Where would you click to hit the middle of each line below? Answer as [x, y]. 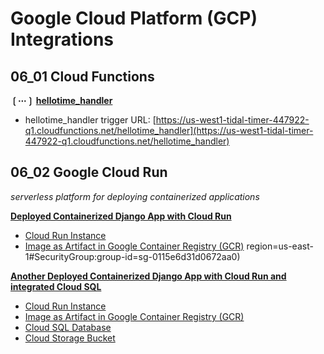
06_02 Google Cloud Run [89, 172]
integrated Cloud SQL [56, 286]
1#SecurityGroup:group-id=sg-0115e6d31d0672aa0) [132, 256]
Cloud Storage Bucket [70, 338]
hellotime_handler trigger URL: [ [90, 120]
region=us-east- [280, 246]
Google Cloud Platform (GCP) [134, 18]
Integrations [62, 39]
